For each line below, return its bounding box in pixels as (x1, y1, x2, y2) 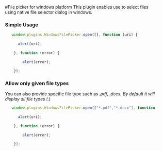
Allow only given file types (5, 80, 69, 87)
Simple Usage (5, 21, 39, 28)
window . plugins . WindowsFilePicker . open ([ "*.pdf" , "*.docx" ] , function (11, 105, 155, 111)
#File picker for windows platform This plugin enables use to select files (5, 4, 149, 10)
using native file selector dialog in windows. (5, 9, 93, 15)
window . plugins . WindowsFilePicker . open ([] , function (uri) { (11, 33, 138, 37)
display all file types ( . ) (5, 96, 51, 102)
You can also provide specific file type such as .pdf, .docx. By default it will (5, 91, 155, 97)
